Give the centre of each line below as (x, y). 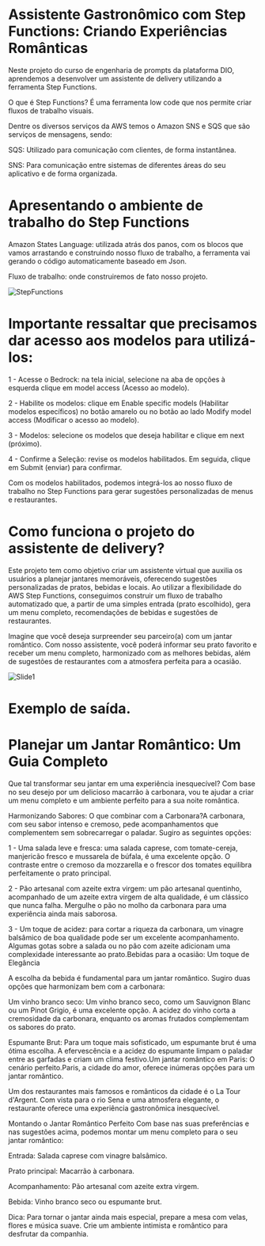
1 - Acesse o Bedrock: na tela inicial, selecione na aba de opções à (117, 379)
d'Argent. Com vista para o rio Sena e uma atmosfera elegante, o (114, 1100)
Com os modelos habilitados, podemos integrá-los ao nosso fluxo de (121, 482)
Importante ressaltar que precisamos (133, 324)
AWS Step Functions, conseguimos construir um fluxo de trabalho (115, 595)
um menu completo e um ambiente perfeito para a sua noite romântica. (124, 800)
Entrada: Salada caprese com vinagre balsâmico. (88, 1155)
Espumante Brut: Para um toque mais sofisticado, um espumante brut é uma (132, 1042)
